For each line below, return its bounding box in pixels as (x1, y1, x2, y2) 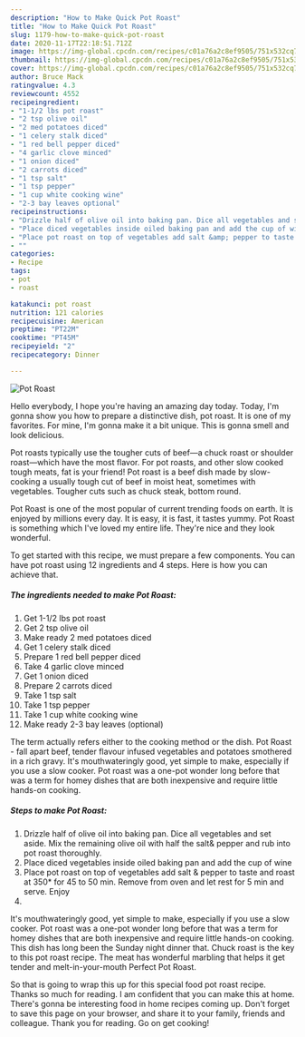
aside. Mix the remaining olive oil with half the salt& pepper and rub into (23, 837, 291, 848)
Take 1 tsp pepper (23, 699, 91, 710)
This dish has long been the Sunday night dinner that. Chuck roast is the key (10, 942, 295, 953)
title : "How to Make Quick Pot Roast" (10, 22, 157, 31)
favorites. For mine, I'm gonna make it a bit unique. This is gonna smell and (10, 419, 290, 431)
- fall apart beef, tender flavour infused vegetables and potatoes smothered (10, 746, 292, 757)
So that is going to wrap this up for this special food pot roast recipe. (10, 979, 266, 990)
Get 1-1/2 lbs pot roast (23, 612, 107, 623)
